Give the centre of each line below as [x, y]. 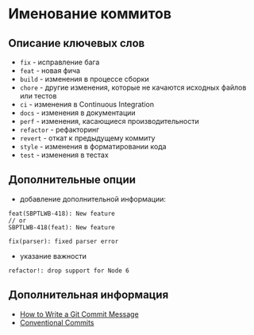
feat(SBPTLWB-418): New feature [62, 214]
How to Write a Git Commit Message [79, 314]
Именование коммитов [90, 14]
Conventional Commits [57, 322]
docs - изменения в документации [78, 113]
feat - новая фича [50, 71]
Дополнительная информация [89, 295]
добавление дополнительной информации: [93, 198]
